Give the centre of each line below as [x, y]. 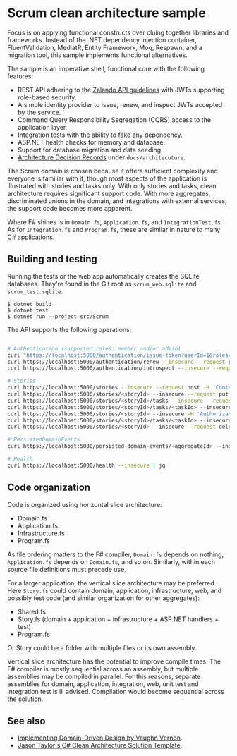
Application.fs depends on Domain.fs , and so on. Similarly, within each [111, 561]
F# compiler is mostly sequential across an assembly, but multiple [103, 669]
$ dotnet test [28, 310]
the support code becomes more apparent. [70, 208]
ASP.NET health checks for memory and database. [91, 142]
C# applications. [31, 237]
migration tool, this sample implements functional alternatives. [98, 55]
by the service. [39, 112]
